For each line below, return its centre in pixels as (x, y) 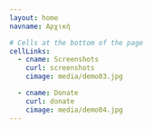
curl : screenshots (60, 68)
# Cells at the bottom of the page (76, 43)
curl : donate (50, 101)
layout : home (34, 18)
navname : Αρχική (40, 26)
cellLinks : (30, 51)
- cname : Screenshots (58, 60)
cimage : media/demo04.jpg (75, 110)
